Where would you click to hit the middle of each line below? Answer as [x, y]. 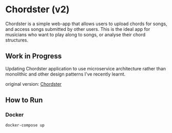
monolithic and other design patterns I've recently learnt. [65, 74]
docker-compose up [25, 125]
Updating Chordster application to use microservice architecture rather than [85, 68]
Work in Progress [34, 56]
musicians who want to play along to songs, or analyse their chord [75, 34]
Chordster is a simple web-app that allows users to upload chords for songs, [86, 24]
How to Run [24, 100]
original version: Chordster [33, 84]
